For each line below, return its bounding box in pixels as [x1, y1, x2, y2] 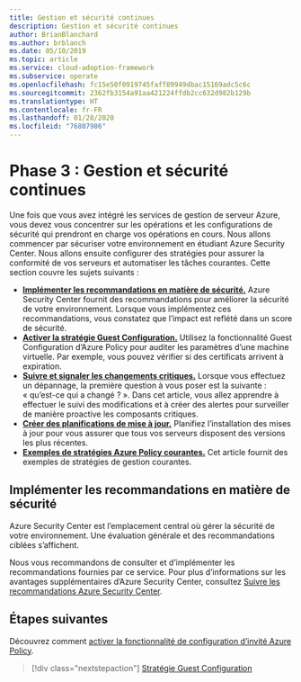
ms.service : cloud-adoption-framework [9, 64, 155, 73]
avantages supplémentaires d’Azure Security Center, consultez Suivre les [9, 576, 280, 587]
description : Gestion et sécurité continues [9, 22, 179, 31]
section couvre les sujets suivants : [9, 266, 139, 277]
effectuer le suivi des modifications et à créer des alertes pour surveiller [22, 399, 289, 409]
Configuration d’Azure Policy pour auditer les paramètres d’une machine [22, 341, 289, 352]
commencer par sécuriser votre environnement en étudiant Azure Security [9, 238, 286, 248]
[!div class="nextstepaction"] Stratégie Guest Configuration [31, 662, 253, 673]
